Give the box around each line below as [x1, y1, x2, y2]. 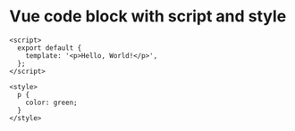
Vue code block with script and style [9, 6, 287, 27]
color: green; [25, 98, 78, 107]
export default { [17, 43, 82, 53]
